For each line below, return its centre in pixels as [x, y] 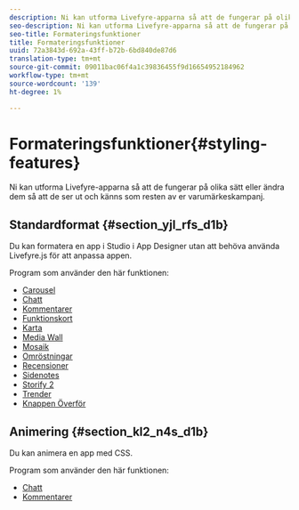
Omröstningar [47, 356]
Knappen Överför [54, 404]
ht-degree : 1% [36, 92]
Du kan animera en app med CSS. [71, 453]
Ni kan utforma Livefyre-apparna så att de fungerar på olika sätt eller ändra [147, 187]
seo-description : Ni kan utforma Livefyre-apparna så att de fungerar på [149, 26]
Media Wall [43, 337]
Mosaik [36, 347]
